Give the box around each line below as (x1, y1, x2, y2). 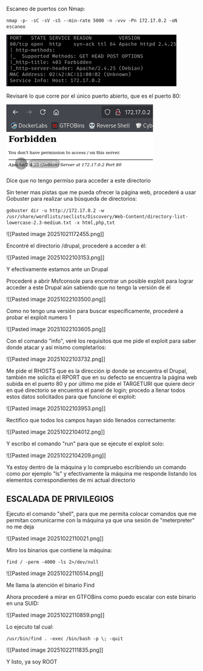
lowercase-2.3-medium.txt (6, 220, 72, 226)
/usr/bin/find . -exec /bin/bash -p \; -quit (6, 635, 123, 642)
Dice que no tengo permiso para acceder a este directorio (6, 177, 151, 184)
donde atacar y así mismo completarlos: (6, 344, 107, 351)
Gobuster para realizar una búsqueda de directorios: (6, 195, 138, 202)
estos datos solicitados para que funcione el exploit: (6, 393, 136, 400)
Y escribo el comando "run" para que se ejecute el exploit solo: (6, 440, 165, 447)
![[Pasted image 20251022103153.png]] (6, 254, 105, 261)
